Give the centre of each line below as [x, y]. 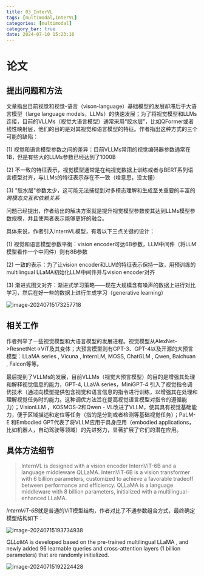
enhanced [34, 498]
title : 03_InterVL [29, 12]
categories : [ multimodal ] [39, 23]
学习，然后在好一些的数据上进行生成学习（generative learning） [87, 293]
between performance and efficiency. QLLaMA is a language [97, 485]
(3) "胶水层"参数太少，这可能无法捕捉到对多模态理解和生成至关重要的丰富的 [101, 190]
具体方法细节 [30, 451]
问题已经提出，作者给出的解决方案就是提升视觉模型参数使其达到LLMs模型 [98, 211]
